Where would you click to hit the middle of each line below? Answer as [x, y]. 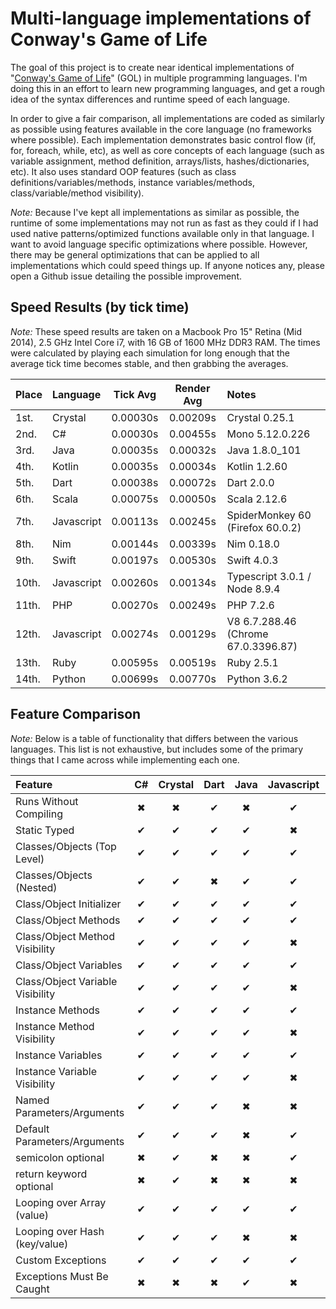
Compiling [39, 814]
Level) [30, 859]
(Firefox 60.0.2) [264, 527]
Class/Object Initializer [68, 904]
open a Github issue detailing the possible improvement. [126, 276]
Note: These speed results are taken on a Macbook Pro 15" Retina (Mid [156, 331]
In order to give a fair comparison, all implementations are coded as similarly [167, 118]
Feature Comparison [76, 714]
